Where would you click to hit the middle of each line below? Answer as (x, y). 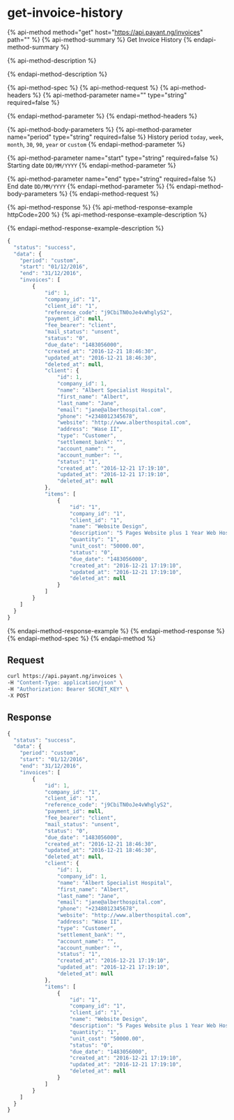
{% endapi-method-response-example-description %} (86, 228)
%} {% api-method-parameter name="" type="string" (110, 95)
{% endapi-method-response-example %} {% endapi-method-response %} (116, 631)
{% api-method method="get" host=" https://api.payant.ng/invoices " (105, 32)
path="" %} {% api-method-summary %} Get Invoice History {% (100, 39)
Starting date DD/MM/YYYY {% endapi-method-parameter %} (92, 165)
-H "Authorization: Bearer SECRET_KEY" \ (68, 689)
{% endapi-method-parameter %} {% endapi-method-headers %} (102, 116)
